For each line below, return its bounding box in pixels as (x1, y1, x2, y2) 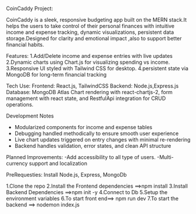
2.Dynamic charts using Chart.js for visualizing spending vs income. (6, 58, 170, 65)
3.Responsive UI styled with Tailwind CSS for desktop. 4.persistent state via (6, 65, 189, 72)
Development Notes (6, 112, 54, 119)
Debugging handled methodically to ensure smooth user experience (14, 130, 179, 137)
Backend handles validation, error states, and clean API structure (14, 143, 171, 149)
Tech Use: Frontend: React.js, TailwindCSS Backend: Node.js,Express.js (6, 82, 179, 89)
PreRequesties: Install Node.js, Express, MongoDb (6, 171, 127, 178)
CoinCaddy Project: (6, 5, 53, 12)
